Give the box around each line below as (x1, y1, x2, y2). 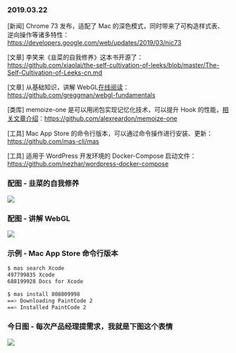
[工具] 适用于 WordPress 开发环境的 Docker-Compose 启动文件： (7, 151, 197, 160)
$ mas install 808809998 (7, 290, 80, 297)
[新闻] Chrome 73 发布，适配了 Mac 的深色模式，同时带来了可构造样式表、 (7, 22, 224, 30)
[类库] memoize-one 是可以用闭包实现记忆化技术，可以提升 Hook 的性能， (7, 106, 223, 114)
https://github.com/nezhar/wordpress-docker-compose (7, 160, 169, 168)
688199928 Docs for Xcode (7, 278, 83, 285)
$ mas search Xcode (7, 265, 65, 272)
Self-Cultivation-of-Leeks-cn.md (7, 68, 103, 77)
